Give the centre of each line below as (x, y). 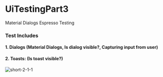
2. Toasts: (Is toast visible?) (34, 59)
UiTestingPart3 (37, 9)
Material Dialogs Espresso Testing (40, 23)
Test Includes (22, 36)
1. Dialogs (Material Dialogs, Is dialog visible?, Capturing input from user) (82, 47)
